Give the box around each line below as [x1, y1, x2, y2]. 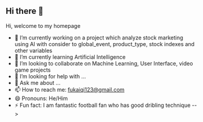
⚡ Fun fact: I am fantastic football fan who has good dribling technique [14, 101, 191, 109]
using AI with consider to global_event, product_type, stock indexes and [14, 40, 195, 47]
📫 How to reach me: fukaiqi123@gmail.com [14, 86, 125, 93]
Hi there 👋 [5, 6, 44, 16]
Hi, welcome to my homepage [5, 22, 81, 29]
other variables [14, 47, 53, 54]
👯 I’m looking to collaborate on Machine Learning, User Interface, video [14, 59, 193, 67]
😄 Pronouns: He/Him [14, 95, 68, 102]
